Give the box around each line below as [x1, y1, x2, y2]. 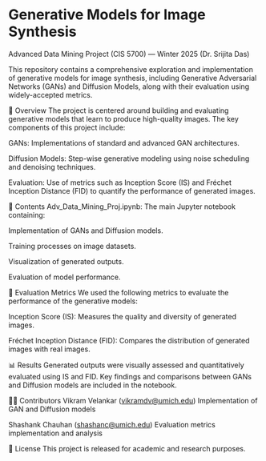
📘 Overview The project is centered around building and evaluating [8, 106, 229, 115]
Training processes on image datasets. [8, 241, 136, 251]
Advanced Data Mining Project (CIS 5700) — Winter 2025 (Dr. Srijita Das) [8, 49, 250, 58]
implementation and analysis [8, 428, 103, 438]
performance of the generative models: [8, 296, 139, 306]
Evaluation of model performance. [8, 272, 121, 282]
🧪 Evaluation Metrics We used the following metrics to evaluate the [8, 287, 229, 297]
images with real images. [8, 344, 91, 354]
